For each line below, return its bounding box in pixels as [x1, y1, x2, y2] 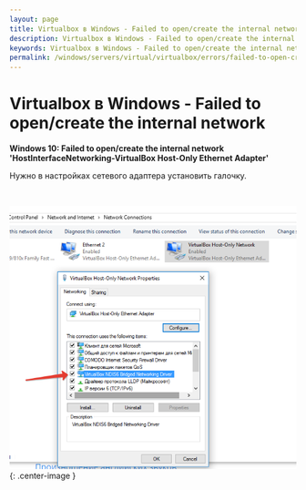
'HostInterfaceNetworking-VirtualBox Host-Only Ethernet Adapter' [9, 153, 269, 164]
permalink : [9, 53, 51, 63]
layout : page [9, 15, 59, 24]
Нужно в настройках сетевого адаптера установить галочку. [9, 170, 248, 181]
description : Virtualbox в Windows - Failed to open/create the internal [9, 34, 296, 43]
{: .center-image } [9, 470, 76, 481]
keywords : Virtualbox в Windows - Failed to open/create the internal [9, 44, 283, 53]
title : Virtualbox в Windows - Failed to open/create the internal [9, 24, 271, 34]
